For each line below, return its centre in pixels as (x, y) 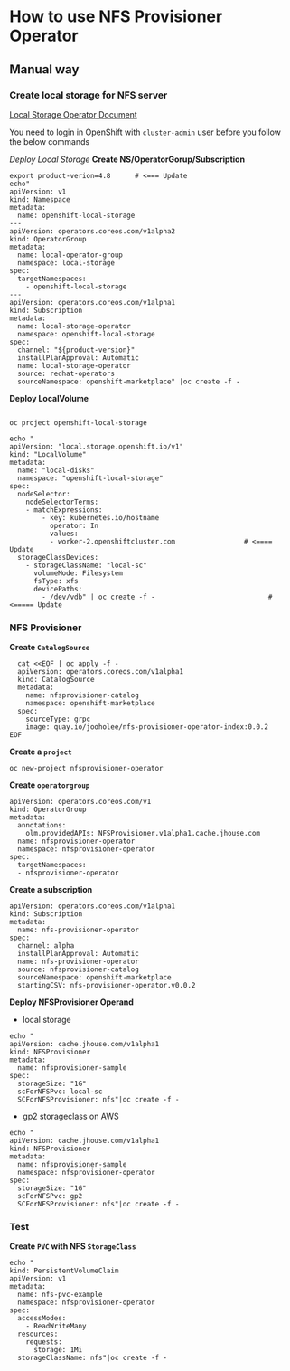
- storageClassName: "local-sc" (86, 565)
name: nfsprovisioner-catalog (83, 695)
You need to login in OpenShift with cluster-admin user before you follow (145, 132)
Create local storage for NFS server (89, 95)
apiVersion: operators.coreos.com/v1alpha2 (93, 231)
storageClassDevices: (58, 557)
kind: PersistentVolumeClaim (64, 1271)
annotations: (42, 826)
